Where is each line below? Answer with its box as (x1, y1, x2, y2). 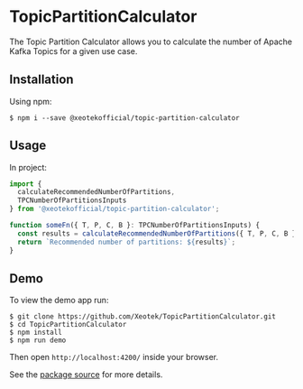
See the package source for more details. (9, 369, 163, 380)
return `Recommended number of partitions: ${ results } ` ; (17, 237, 236, 246)
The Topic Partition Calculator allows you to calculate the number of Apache (9, 36, 293, 47)
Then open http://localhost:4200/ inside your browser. (9, 352, 219, 363)
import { (9, 179, 42, 189)
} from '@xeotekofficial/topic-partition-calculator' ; (9, 205, 220, 214)
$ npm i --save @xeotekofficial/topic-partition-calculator (9, 113, 241, 123)
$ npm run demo (9, 336, 67, 345)
